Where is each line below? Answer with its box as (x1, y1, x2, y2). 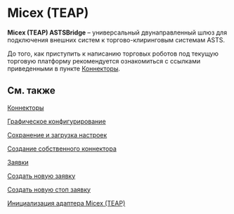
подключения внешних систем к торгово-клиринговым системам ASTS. (7, 35, 226, 44)
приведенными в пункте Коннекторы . (7, 64, 121, 73)
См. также (7, 84, 56, 96)
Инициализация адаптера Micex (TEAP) (7, 199, 126, 207)
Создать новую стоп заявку (7, 185, 91, 194)
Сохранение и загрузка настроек (7, 130, 108, 139)
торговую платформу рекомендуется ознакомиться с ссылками (7, 56, 201, 65)
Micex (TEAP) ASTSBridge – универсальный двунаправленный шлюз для (7, 28, 227, 37)
